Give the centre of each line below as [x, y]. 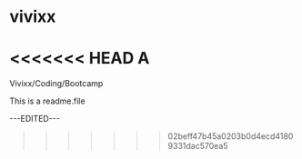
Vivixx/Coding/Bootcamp [56, 84]
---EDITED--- [35, 119]
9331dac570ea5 [198, 146]
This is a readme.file [47, 101]
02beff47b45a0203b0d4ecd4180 [231, 136]
